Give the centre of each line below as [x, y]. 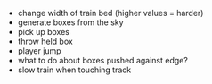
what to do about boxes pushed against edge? [103, 60]
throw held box [45, 41]
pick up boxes [43, 32]
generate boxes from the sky [70, 22]
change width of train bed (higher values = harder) [110, 13]
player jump [39, 51]
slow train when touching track [74, 70]
